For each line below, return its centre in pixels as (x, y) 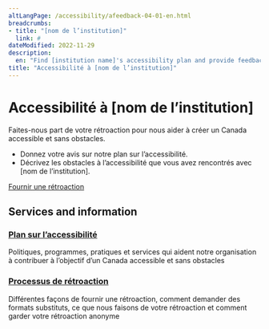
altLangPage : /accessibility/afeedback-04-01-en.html (100, 16)
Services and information (73, 212)
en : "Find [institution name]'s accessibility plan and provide (125, 61)
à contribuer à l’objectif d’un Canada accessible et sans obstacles (116, 261)
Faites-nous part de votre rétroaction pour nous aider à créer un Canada (128, 130)
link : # (28, 38)
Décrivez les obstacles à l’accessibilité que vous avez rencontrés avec (136, 162)
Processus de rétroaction (58, 282)
